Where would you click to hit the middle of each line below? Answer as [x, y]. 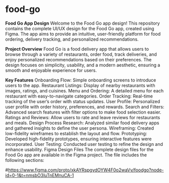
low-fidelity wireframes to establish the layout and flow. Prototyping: [76, 133]
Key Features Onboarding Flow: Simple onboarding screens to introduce [81, 80]
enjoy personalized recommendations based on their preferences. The [78, 59]
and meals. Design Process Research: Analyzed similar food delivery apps [82, 123]
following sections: [25, 160]
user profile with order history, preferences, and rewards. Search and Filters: [85, 107]
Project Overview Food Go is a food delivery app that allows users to [77, 49]
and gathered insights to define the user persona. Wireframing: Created [80, 128]
